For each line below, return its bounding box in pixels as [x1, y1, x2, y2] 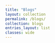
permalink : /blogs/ [5, 16, 46, 21]
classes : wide [5, 30, 35, 35]
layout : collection [5, 12, 46, 17]
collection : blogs [5, 21, 43, 26]
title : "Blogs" [5, 7, 37, 12]
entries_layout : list [5, 26, 50, 31]
